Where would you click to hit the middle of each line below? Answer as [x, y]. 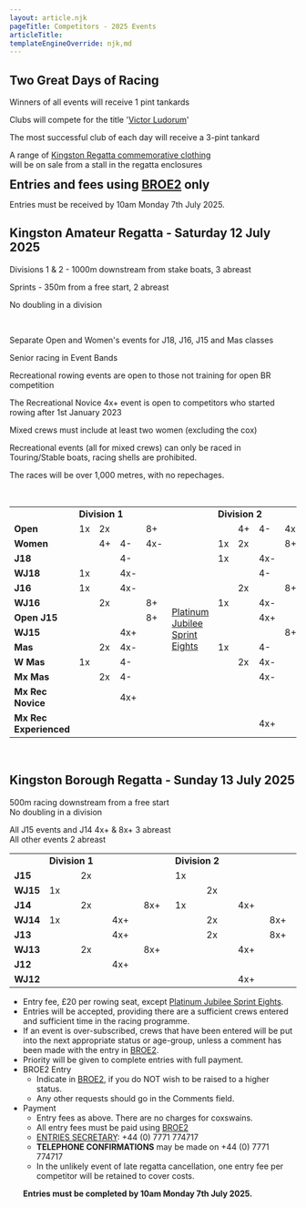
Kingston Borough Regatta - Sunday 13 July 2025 [152, 780]
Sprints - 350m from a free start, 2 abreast [89, 287]
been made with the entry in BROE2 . [91, 1049]
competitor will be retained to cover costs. [115, 1175]
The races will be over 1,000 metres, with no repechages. [117, 475]
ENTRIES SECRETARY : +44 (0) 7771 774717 [117, 1137]
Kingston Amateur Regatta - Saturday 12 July [140, 233]
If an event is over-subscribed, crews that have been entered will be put [158, 1030]
